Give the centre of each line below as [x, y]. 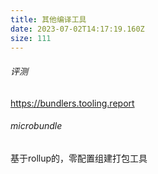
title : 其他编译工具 [48, 19]
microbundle [36, 126]
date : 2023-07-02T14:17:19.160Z [77, 29]
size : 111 [31, 38]
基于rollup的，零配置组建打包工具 [79, 158]
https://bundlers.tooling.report [72, 103]
